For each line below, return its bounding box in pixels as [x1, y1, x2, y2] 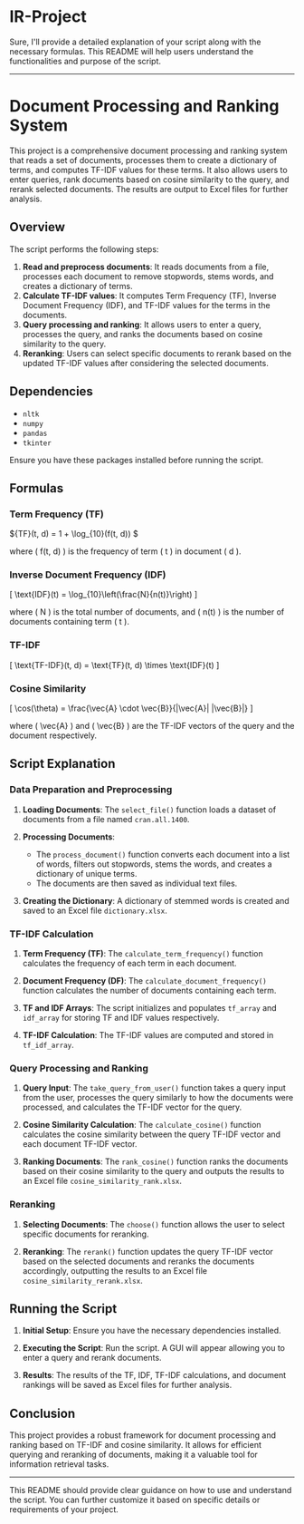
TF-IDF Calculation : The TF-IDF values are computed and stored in [22, 1030, 274, 1041]
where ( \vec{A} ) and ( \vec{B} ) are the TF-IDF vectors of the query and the [9, 721, 295, 732]
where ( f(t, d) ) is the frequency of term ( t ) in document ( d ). [9, 546, 242, 557]
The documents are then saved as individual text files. [35, 878, 238, 888]
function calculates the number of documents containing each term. [22, 985, 277, 996]
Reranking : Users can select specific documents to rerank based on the [22, 347, 292, 359]
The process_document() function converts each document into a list [35, 849, 290, 859]
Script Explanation [9, 756, 116, 772]
